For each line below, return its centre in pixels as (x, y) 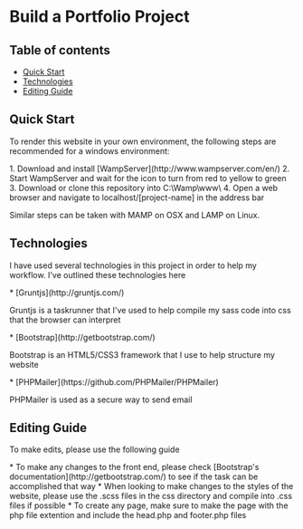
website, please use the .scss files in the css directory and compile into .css (151, 496)
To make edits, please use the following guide (95, 449)
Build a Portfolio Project (99, 17)
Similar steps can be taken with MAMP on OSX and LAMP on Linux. (135, 215)
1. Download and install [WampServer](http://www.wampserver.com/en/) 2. (150, 168)
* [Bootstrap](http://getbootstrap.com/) (82, 337)
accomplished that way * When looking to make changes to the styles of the (151, 486)
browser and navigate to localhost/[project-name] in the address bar (137, 197)
